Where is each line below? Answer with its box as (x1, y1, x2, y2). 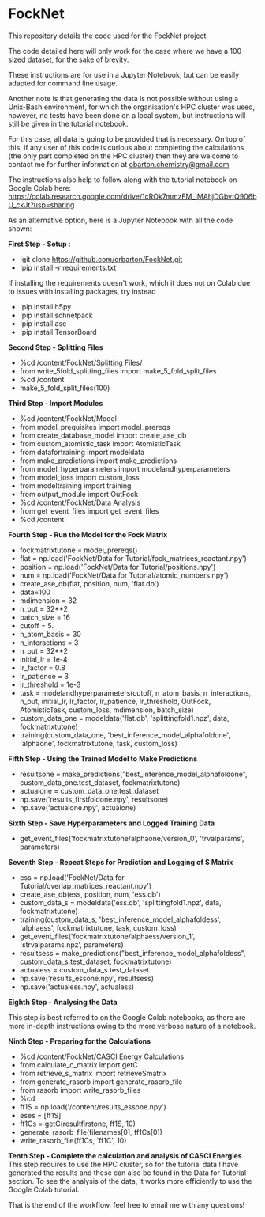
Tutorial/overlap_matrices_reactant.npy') (19, 881, 152, 890)
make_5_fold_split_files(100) (19, 383, 110, 392)
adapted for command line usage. (8, 78, 118, 88)
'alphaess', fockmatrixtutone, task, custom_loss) (19, 923, 177, 932)
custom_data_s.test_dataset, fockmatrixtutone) (19, 957, 172, 966)
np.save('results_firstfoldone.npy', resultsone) (19, 794, 169, 804)
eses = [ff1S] (19, 1110, 62, 1120)
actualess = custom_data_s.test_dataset (19, 965, 150, 974)
